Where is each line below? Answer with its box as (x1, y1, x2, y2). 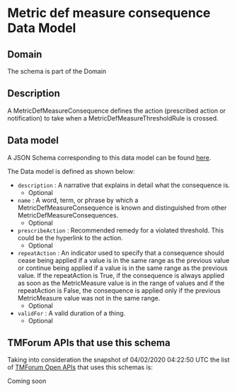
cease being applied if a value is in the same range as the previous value (17, 256, 230, 264)
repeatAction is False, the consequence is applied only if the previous (17, 286, 221, 295)
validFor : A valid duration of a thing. (17, 308, 126, 317)
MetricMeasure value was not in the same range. (17, 293, 161, 302)
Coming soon (7, 377, 47, 386)
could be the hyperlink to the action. (17, 233, 124, 242)
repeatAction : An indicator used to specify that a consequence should (17, 248, 224, 257)
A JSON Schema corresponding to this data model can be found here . (7, 153, 212, 162)
